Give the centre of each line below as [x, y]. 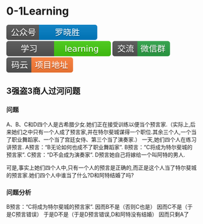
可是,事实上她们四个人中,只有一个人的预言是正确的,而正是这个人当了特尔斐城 [101, 168]
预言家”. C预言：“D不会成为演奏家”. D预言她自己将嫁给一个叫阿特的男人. [96, 154]
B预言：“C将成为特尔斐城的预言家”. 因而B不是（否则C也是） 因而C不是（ [97, 206]
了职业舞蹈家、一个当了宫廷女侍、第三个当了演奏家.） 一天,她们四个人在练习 [101, 139]
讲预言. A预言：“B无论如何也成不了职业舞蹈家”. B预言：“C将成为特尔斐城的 [99, 147]
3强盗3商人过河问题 [43, 91]
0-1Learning [38, 11]
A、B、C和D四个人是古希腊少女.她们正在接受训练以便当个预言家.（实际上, [98, 124]
